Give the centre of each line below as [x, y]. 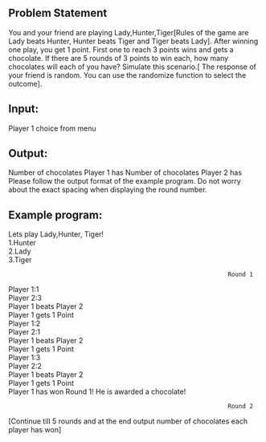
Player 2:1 [25, 332]
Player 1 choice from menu [52, 128]
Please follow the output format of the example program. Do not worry [125, 181]
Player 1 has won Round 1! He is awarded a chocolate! [97, 391]
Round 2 [240, 407]
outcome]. [25, 83]
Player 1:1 [24, 290]
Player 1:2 [25, 323]
